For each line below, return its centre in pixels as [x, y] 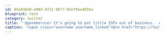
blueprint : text [22, 14]
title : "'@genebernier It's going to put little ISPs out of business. [80, 23]
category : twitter [24, 18]
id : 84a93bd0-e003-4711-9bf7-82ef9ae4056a [49, 9]
